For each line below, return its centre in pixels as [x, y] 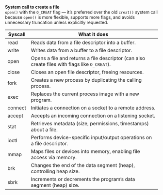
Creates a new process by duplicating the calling [86, 80]
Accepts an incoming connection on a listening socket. [93, 116]
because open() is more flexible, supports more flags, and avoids [70, 17]
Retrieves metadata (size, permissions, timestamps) [90, 124]
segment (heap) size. [55, 185]
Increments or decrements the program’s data [83, 179]
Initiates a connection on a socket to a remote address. [93, 108]
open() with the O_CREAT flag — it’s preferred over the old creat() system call [81, 12]
